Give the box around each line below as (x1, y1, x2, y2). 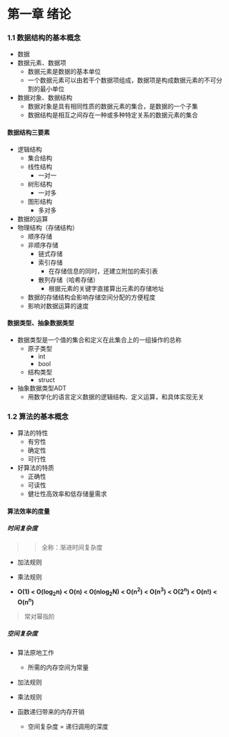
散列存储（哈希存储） (37, 276, 99, 284)
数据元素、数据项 (17, 58, 67, 67)
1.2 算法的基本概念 (7, 411, 69, 421)
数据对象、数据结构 (17, 93, 73, 102)
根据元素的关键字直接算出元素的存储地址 (48, 284, 164, 292)
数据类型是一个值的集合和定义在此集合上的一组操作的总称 (17, 335, 182, 344)
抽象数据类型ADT (17, 383, 67, 392)
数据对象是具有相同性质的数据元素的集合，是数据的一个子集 (27, 102, 198, 111)
